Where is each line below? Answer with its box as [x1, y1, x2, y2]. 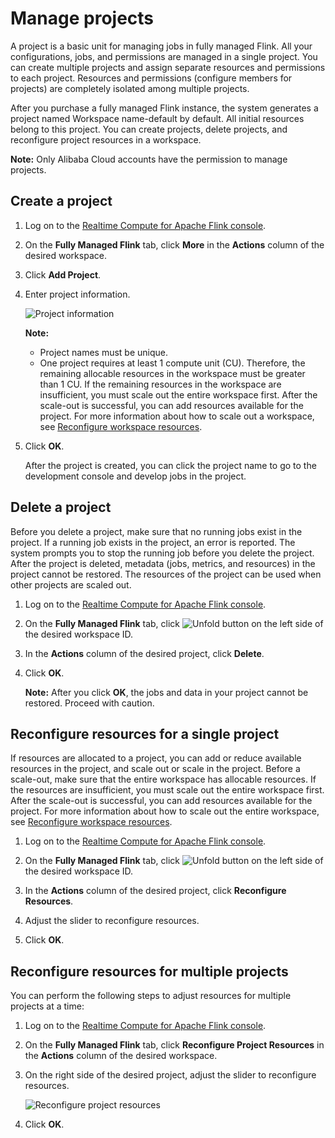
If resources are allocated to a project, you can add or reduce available [10, 752, 302, 764]
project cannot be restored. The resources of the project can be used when [10, 568, 322, 580]
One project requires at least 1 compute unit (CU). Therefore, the [39, 357, 306, 369]
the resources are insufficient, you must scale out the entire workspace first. [10, 784, 325, 796]
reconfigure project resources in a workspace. [10, 133, 202, 146]
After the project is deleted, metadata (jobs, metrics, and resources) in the [10, 557, 316, 569]
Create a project [10, 193, 113, 210]
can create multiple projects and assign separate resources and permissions [10, 61, 326, 73]
